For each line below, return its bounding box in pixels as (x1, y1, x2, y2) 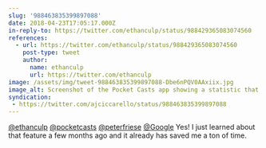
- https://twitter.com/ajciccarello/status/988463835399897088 (11, 100, 227, 108)
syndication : (8, 93, 52, 101)
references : (8, 33, 48, 42)
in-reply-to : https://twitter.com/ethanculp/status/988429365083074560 (8, 26, 252, 34)
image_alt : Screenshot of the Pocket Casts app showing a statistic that (8, 85, 260, 94)
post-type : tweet (22, 49, 81, 56)
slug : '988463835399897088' (8, 11, 102, 20)
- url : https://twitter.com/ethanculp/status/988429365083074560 (15, 41, 238, 49)
